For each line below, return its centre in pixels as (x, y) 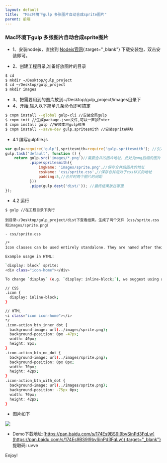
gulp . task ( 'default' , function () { (43, 153)
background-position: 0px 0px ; (42, 362)
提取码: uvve (25, 446)
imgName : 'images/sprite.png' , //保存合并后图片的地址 (92, 168)
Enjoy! (12, 456)
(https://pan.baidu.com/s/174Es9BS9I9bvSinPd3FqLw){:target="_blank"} (87, 440)
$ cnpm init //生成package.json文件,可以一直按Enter (58, 120)
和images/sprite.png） (28, 226)
